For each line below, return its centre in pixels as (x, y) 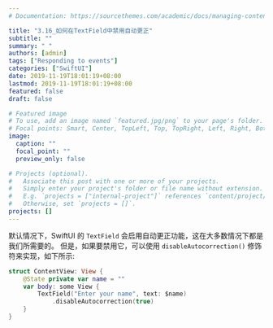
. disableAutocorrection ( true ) (103, 302)
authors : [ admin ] (38, 54)
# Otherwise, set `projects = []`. (72, 204)
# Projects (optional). (49, 173)
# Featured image (38, 114)
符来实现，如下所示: (42, 256)
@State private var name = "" (74, 279)
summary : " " (30, 46)
